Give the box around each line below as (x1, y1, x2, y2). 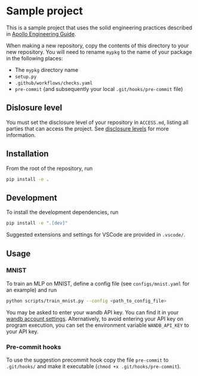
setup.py (14, 74, 37, 80)
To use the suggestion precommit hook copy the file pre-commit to (6, 356, 169, 363)
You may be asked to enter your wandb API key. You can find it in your (6, 308, 179, 316)
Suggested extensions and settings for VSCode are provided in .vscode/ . (6, 231, 185, 238)
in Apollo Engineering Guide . (6, 30, 76, 37)
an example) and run (6, 286, 57, 293)
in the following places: (6, 54, 63, 62)
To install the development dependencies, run (6, 208, 119, 216)
